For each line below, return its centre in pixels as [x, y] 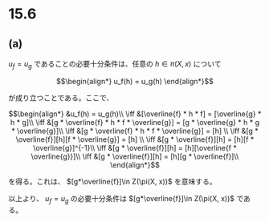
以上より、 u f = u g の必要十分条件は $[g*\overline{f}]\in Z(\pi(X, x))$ [122, 199]
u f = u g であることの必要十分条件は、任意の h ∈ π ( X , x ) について [115, 65]
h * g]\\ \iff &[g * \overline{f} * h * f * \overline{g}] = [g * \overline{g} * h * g [135, 122]
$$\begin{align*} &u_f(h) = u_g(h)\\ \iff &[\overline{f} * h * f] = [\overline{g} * [135, 114]
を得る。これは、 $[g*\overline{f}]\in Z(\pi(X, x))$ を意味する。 [112, 181]
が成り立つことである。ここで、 [61, 98]
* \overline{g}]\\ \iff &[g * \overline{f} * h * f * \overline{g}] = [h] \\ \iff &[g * [135, 131]
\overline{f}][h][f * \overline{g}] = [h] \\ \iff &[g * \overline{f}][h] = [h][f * [135, 139]
